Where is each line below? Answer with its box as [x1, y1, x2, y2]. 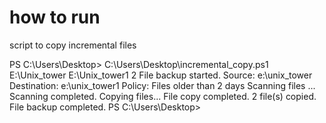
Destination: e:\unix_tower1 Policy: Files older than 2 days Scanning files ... [9, 79, 316, 91]
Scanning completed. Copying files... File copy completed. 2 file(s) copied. [9, 90, 317, 102]
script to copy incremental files [9, 39, 137, 51]
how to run [9, 6, 101, 29]
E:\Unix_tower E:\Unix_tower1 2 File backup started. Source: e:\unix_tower [9, 69, 313, 81]
